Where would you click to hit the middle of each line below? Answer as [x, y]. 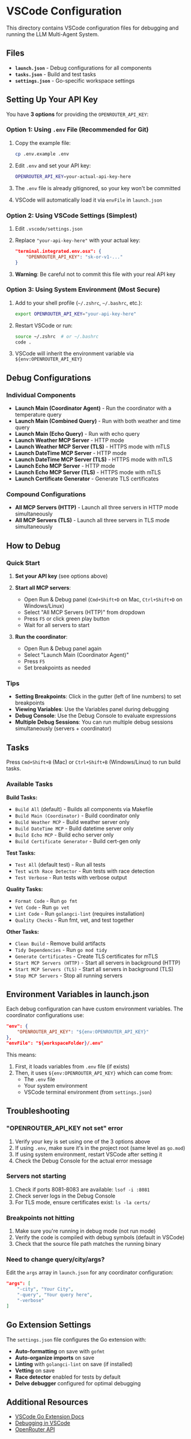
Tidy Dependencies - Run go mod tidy [61, 949]
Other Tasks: [23, 931]
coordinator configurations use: [45, 1015]
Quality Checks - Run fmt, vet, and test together [74, 920]
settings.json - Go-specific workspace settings [75, 80]
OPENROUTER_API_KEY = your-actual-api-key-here [73, 176]
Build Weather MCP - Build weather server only [72, 822]
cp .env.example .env [42, 154]
